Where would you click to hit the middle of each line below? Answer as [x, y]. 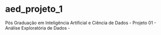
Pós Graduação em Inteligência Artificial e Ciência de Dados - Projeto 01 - [81, 23]
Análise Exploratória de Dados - [38, 28]
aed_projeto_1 [34, 9]
